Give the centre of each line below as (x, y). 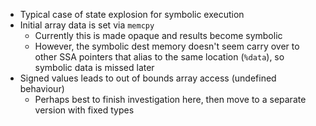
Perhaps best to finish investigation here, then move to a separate (170, 99)
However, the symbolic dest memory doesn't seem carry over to (167, 46)
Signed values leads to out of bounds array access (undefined (148, 78)
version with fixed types (84, 110)
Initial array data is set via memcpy (87, 25)
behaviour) (42, 88)
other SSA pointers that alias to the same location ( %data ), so (159, 57)
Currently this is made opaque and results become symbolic (158, 35)
